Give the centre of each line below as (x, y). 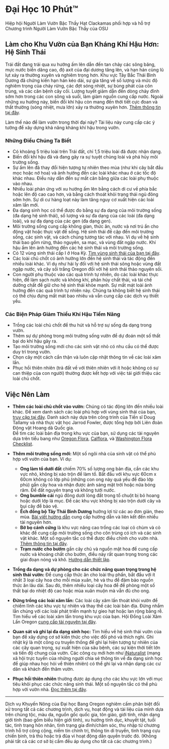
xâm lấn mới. (26, 205)
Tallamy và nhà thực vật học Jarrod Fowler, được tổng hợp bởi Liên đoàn (87, 423)
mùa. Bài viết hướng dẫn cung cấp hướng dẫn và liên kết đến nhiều (89, 517)
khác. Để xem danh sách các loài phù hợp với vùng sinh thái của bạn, (84, 412)
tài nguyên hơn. (36, 522)
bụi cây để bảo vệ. (39, 506)
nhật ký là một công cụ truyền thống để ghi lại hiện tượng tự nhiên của (85, 642)
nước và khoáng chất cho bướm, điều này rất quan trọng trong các (89, 554)
